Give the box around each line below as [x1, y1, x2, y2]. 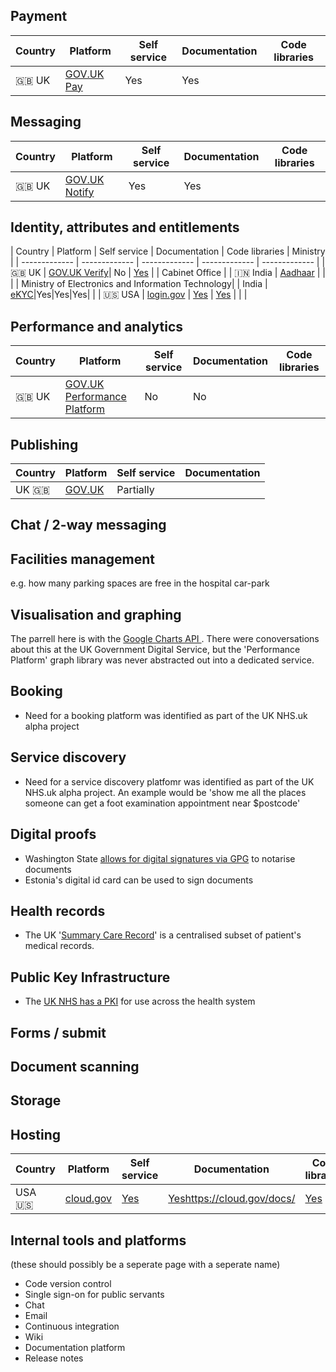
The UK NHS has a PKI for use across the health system [24, 995, 256, 1008]
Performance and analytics [10, 318, 184, 335]
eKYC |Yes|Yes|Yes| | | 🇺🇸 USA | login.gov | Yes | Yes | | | [10, 289, 248, 301]
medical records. [24, 940, 95, 952]
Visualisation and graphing [10, 606, 182, 623]
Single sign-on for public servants [24, 1288, 165, 1300]
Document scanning [10, 1058, 140, 1075]
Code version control [24, 1277, 112, 1289]
